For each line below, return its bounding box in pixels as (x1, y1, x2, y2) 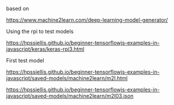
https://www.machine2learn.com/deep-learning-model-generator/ (6, 17, 168, 23)
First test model (6, 57, 44, 64)
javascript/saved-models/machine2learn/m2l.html (6, 75, 128, 81)
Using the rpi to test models (6, 28, 74, 35)
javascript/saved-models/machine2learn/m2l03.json (6, 93, 134, 99)
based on (6, 5, 30, 12)
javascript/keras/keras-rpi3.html (6, 45, 85, 52)
